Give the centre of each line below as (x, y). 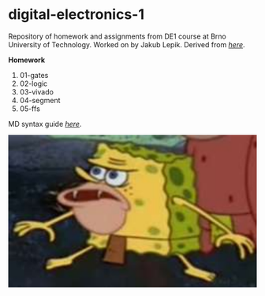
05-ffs (30, 109)
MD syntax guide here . (45, 124)
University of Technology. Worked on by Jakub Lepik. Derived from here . (127, 44)
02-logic (34, 83)
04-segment (40, 100)
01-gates (34, 75)
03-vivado (36, 91)
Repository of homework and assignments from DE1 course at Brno (118, 36)
